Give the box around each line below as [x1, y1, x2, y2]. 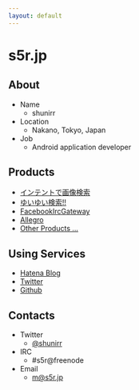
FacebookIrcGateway [19, 206, 90, 217]
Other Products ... [19, 224, 78, 234]
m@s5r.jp [31, 372, 64, 382]
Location [19, 116, 50, 126]
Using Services [8, 246, 86, 261]
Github [19, 286, 42, 295]
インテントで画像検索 [19, 188, 90, 197]
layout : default [8, 11, 62, 20]
